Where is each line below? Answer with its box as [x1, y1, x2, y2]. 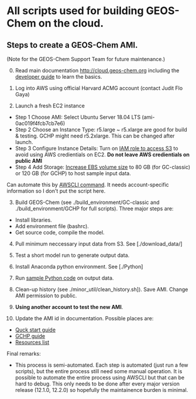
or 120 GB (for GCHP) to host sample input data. [15, 170, 131, 177]
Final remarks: [6, 350, 42, 357]
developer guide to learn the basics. [15, 73, 102, 80]
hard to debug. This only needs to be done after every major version [15, 380, 180, 387]
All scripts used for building [6, 4, 144, 18]
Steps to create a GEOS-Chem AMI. [6, 40, 138, 50]
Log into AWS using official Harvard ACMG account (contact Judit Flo [15, 85, 183, 92]
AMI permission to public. [15, 292, 77, 299]
